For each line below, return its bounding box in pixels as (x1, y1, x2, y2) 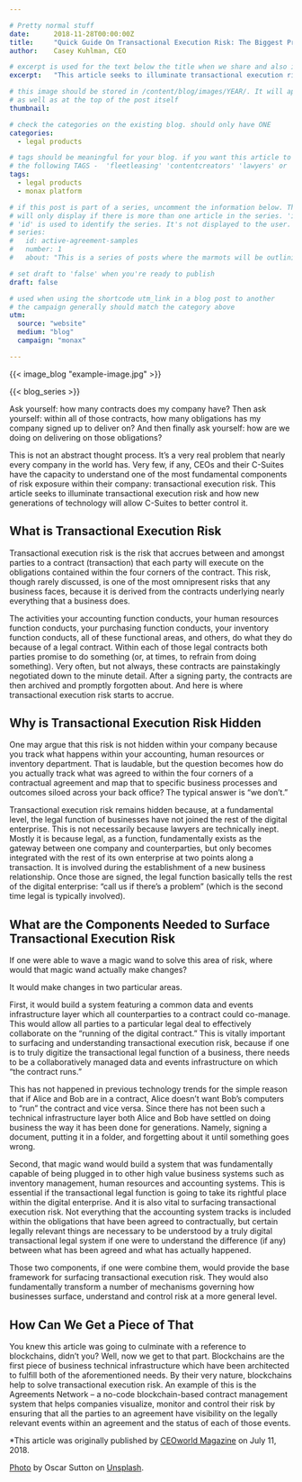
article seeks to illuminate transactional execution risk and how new (9, 487, 260, 498)
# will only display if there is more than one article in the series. (9, 211, 283, 221)
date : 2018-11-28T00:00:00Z (9, 29, 135, 39)
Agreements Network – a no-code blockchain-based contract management (9, 1389, 288, 1399)
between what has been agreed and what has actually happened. (9, 1245, 252, 1256)
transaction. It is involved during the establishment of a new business (9, 862, 266, 873)
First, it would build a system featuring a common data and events (9, 999, 253, 1010)
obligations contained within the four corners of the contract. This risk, (9, 567, 271, 577)
